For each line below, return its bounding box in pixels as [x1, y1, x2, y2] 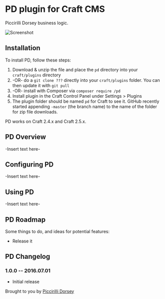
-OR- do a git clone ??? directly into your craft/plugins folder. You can [12, 77, 160, 83]
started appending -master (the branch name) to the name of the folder [12, 103, 157, 110]
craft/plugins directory [12, 72, 61, 78]
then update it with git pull [12, 82, 70, 88]
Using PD [5, 187, 34, 196]
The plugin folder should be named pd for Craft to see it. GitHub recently [12, 98, 160, 104]
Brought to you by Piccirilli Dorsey [5, 288, 74, 294]
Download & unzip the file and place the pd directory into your [12, 66, 138, 72]
